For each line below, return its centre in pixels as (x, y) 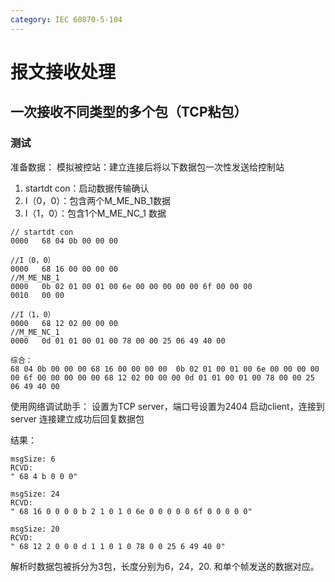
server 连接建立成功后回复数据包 (77, 418)
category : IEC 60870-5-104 (66, 19)
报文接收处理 (63, 72)
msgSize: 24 (35, 494)
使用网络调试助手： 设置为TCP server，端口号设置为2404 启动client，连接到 (167, 406)
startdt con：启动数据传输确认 (87, 188)
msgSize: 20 (35, 529)
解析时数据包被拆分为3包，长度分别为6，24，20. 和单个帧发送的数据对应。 (165, 566)
